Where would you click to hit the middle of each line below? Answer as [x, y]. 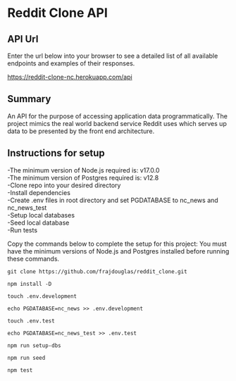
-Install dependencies [39, 192]
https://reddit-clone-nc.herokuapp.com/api [70, 77]
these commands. [33, 258]
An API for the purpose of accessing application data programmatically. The [117, 116]
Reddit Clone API [57, 13]
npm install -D [30, 284]
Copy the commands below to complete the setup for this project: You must [117, 244]
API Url [23, 39]
